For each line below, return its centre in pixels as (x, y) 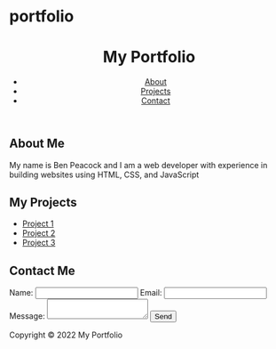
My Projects (43, 202)
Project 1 (38, 223)
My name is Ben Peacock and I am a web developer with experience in (138, 165)
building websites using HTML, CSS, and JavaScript (104, 174)
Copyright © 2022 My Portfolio (66, 335)
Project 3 (39, 243)
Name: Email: (86, 293)
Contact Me (42, 270)
